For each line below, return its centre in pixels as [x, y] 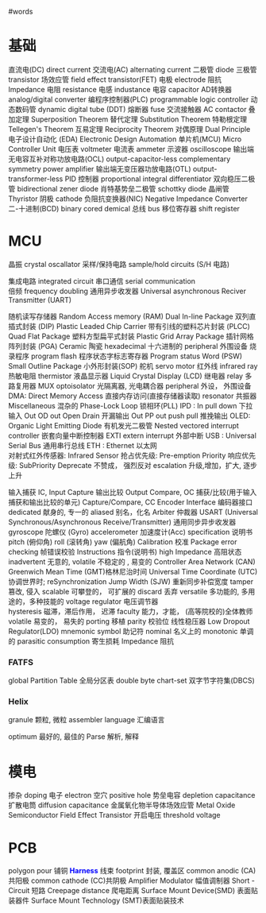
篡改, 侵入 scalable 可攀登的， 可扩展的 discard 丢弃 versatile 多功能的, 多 [128, 591]
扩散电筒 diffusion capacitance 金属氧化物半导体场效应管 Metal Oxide [122, 805]
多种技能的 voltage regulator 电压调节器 [94, 601]
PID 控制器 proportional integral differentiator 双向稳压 [153, 179]
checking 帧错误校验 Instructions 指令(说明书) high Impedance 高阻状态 [125, 551]
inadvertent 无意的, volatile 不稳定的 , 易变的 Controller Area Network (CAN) [132, 561]
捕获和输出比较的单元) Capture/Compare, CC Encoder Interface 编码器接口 [130, 502]
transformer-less [36, 179]
